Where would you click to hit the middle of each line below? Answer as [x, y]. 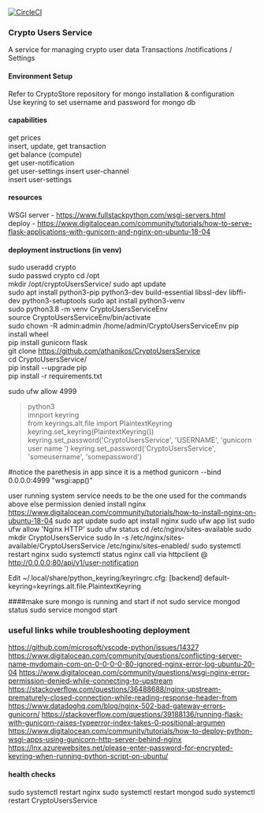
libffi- [237, 292]
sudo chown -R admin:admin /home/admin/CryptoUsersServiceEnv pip [123, 326]
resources [25, 198]
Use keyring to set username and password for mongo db [102, 102]
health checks [32, 774]
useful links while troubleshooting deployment [99, 630]
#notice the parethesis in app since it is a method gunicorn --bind [115, 472]
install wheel [28, 334]
